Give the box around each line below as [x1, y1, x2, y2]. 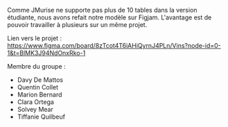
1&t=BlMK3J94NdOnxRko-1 [7, 49, 86, 57]
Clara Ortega [17, 98, 54, 106]
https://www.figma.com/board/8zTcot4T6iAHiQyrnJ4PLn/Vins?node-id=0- [7, 42, 222, 49]
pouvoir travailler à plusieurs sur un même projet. [7, 21, 148, 28]
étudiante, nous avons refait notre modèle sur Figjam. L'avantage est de [7, 13, 212, 22]
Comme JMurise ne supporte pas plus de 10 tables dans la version [7, 6, 198, 14]
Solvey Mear [17, 105, 53, 113]
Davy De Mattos [17, 76, 64, 84]
